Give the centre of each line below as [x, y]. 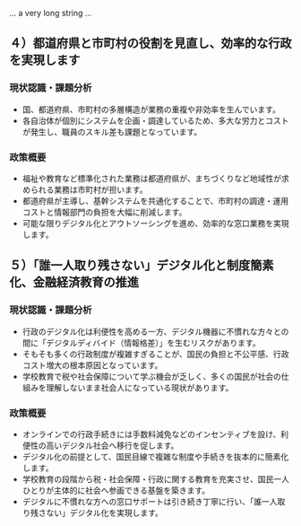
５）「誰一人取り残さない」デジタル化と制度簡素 [142, 265]
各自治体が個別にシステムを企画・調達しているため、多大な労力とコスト [155, 120]
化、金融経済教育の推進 [74, 282]
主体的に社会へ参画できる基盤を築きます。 [132, 490]
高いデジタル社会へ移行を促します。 [112, 445]
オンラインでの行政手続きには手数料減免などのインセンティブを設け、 [151, 434]
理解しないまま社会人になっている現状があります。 [140, 387]
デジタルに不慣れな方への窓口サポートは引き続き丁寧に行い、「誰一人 [150, 501]
